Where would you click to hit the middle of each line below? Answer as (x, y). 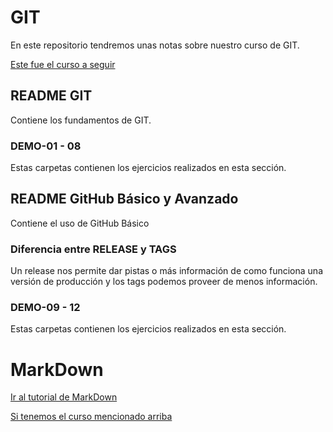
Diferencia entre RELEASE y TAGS (93, 249)
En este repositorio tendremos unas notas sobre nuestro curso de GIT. (155, 45)
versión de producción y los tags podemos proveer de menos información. (164, 282)
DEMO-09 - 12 (45, 308)
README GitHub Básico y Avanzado (124, 199)
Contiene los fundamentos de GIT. (81, 120)
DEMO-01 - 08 (46, 146)
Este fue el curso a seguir (63, 64)
